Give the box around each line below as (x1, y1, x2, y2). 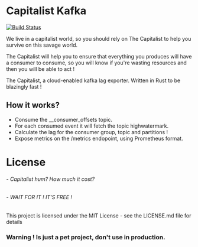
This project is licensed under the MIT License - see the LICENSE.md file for (6, 212, 191, 219)
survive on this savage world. (6, 41, 78, 48)
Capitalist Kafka (6, 4, 87, 18)
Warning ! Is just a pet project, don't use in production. (6, 233, 165, 241)
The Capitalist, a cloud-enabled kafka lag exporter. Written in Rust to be (6, 77, 181, 84)
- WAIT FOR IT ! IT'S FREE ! (6, 194, 73, 201)
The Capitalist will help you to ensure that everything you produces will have (6, 53, 192, 60)
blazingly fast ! (6, 83, 42, 90)
